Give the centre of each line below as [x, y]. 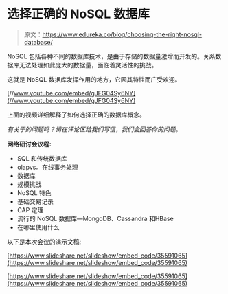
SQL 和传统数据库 [42, 158]
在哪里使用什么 [38, 227]
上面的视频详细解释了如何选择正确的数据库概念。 [76, 115]
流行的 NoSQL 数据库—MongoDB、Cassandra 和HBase [95, 218]
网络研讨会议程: [29, 144]
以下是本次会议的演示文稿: [44, 242]
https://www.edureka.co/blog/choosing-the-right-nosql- [122, 34]
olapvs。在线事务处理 [47, 167]
